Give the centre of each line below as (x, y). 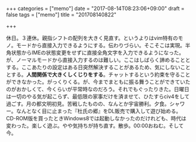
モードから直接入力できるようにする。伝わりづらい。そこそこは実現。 (101, 45)
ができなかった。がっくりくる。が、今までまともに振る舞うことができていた (98, 82)
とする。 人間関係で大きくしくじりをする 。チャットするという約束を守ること (98, 75)
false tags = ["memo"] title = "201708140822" (61, 15)
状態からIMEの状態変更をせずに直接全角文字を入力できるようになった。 (97, 53)
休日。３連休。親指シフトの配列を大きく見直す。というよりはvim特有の (92, 38)
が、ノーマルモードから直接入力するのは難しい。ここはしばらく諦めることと (98, 60)
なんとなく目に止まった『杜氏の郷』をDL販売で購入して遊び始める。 (99, 111)
